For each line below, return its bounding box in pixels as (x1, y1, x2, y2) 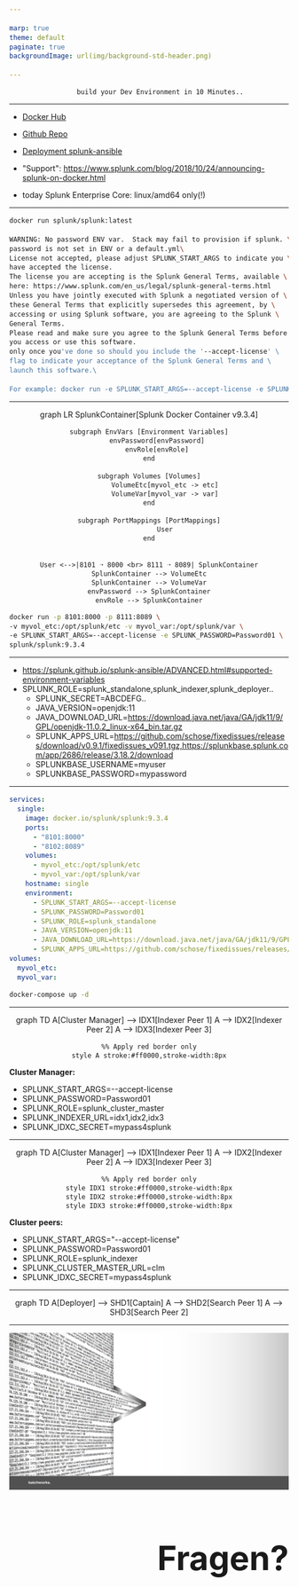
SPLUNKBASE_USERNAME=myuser (35, 759, 167, 770)
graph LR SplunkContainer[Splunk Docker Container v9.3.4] (39, 409, 259, 420)
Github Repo (21, 129, 68, 139)
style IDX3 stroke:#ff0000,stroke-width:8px (65, 1201, 233, 1210)
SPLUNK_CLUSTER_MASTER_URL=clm (21, 1262, 166, 1273)
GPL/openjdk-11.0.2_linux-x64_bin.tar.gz (35, 721, 184, 732)
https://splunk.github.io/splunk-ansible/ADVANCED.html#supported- (21, 665, 273, 676)
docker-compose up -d (9, 990, 90, 999)
